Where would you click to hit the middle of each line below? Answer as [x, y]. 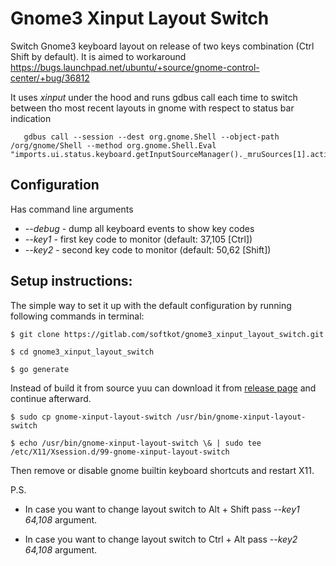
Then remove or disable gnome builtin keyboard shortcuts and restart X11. [162, 470]
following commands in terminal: [77, 316]
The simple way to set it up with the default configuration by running [151, 305]
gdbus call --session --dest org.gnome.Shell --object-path [151, 137]
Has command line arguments [72, 209]
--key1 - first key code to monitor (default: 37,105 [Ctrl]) [138, 239]
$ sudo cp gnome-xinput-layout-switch [91, 417]
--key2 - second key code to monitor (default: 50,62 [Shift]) [148, 249]
